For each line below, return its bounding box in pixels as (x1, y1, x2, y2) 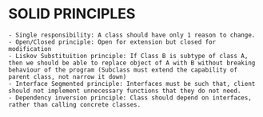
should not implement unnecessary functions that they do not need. (8, 87, 241, 95)
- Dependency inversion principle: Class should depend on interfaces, (8, 93, 252, 102)
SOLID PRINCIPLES (8, 5, 136, 23)
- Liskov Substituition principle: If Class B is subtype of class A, (8, 52, 249, 60)
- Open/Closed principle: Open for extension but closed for (8, 37, 217, 46)
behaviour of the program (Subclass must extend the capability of (8, 65, 238, 74)
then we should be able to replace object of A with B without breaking (8, 59, 256, 67)
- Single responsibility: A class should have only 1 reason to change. (8, 31, 256, 39)
